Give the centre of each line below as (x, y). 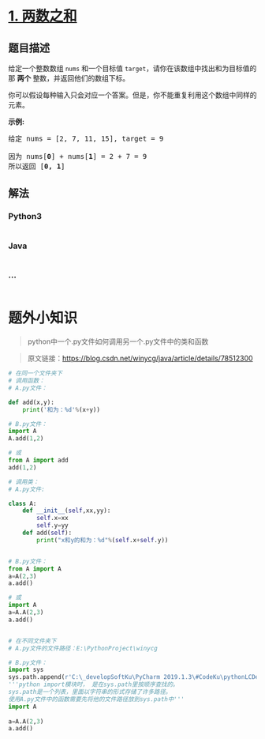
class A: (22, 503)
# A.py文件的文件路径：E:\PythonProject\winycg (83, 648)
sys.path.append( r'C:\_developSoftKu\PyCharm (84, 677)
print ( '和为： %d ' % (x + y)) (62, 409)
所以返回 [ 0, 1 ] (37, 166)
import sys (26, 670)
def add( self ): (47, 533)
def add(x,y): (32, 402)
